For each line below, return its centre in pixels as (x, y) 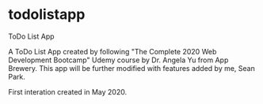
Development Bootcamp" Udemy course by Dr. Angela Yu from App (118, 60)
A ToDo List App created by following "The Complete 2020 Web (112, 51)
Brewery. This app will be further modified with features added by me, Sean (131, 68)
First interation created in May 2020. (68, 91)
